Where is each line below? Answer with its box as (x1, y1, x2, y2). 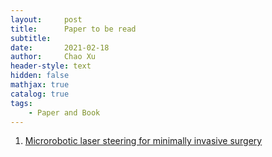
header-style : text (10, 61, 92, 71)
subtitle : (10, 33, 52, 43)
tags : (10, 98, 33, 108)
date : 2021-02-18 (10, 42, 110, 53)
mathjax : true (10, 80, 70, 90)
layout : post (10, 14, 83, 25)
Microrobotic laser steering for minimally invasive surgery (24, 135, 263, 147)
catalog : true (10, 89, 70, 99)
